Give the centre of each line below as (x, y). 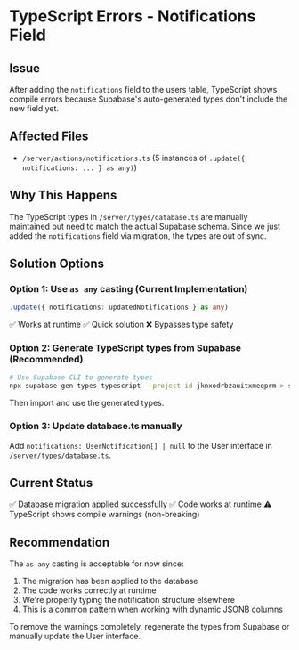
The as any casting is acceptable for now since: (97, 564)
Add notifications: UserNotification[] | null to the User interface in (141, 445)
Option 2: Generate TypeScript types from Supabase (125, 348)
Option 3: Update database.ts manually (96, 427)
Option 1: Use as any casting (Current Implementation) (129, 288)
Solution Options (57, 264)
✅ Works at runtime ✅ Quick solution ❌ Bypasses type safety (121, 325)
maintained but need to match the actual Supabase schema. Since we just (145, 226)
